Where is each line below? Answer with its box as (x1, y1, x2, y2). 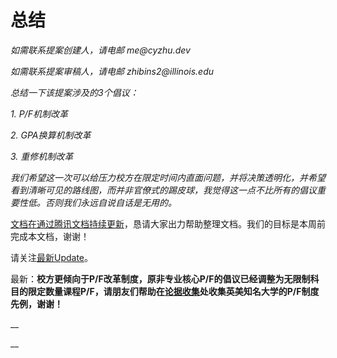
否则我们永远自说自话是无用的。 (44, 196, 177, 208)
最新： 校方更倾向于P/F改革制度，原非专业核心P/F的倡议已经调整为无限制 (10, 272, 311, 285)
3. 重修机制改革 (10, 150, 74, 162)
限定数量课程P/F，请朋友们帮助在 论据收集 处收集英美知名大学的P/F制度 (27, 285, 320, 297)
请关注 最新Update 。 (10, 251, 94, 263)
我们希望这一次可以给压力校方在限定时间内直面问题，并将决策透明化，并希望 (10, 171, 326, 183)
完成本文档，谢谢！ (10, 230, 90, 242)
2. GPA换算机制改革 (10, 129, 92, 141)
